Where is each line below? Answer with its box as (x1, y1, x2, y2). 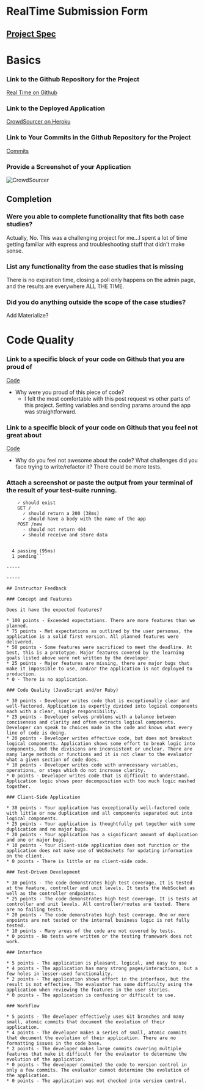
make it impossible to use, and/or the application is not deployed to (6, 665, 192, 672)
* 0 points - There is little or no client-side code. (6, 858, 149, 865)
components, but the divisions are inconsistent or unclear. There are (6, 746, 192, 752)
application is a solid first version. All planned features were (6, 634, 179, 640)
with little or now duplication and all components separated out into (6, 810, 192, 817)
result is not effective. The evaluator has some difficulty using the (6, 982, 192, 988)
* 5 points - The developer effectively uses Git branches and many (6, 1014, 184, 1020)
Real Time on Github (6, 89, 58, 96)
